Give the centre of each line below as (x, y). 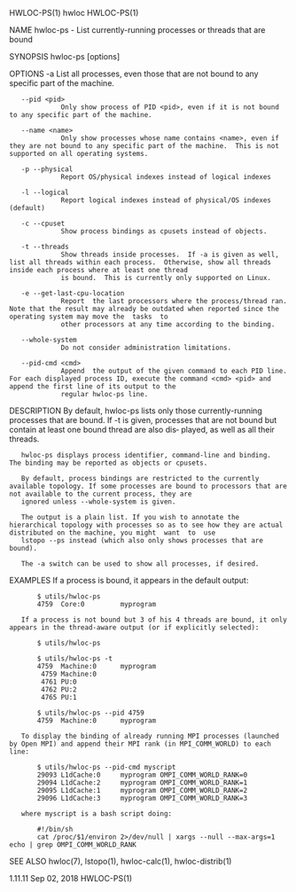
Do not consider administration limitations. (146, 348)
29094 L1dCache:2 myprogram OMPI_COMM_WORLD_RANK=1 (142, 783)
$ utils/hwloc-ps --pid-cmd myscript (106, 767)
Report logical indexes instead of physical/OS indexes (166, 200)
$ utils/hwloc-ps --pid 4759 (90, 713)
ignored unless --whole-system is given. (98, 502)
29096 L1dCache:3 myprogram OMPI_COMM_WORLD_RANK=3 (142, 798)
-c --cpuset (43, 223)
